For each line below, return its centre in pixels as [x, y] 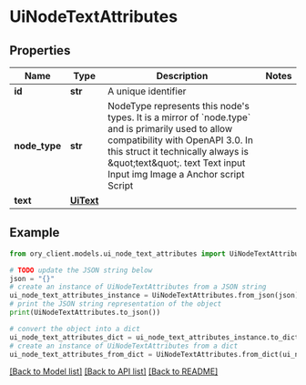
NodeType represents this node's [179, 106]
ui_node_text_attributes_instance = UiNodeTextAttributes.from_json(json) [154, 296]
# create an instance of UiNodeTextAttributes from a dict [124, 346]
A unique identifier [147, 91]
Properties [40, 51]
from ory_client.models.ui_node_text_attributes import [117, 253]
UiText [84, 200]
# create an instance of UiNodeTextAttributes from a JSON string [138, 287]
